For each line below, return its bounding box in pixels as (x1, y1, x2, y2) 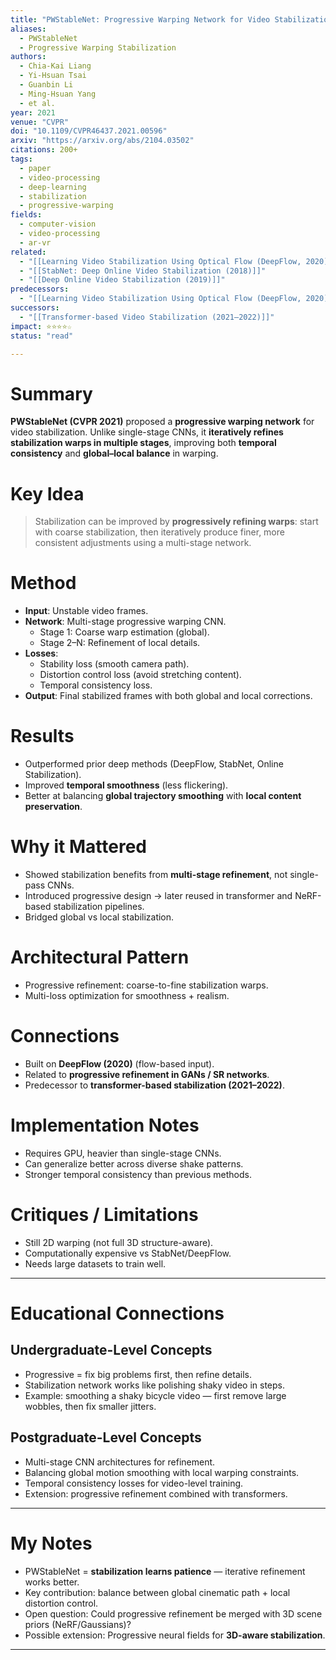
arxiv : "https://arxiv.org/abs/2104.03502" (10, 136, 195, 146)
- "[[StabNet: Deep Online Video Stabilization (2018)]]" (19, 266, 267, 276)
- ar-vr (19, 237, 52, 248)
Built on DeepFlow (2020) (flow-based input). (24, 1057, 215, 1070)
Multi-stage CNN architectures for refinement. (24, 1456, 216, 1468)
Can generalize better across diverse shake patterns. (24, 1157, 244, 1170)
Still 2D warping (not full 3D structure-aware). (24, 1236, 214, 1248)
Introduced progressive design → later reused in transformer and (24, 890, 293, 902)
